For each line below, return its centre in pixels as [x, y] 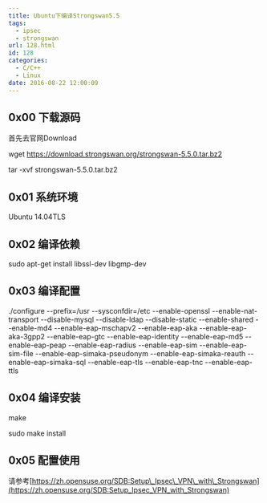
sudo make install [37, 433]
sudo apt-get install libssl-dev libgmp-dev [77, 264]
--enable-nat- [235, 310]
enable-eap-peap [37, 345]
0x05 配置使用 [44, 460]
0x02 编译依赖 [44, 244]
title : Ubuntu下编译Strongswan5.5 [64, 16]
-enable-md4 [30, 328]
